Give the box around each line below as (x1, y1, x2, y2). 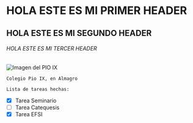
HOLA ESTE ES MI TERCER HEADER (6, 45, 98, 52)
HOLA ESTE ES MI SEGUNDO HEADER (6, 28, 152, 38)
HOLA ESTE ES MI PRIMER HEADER (6, 4, 188, 18)
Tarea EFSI (15, 110, 43, 118)
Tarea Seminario (15, 97, 57, 104)
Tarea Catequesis (15, 104, 60, 111)
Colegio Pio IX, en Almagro (6, 76, 78, 82)
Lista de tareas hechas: (6, 86, 70, 92)
